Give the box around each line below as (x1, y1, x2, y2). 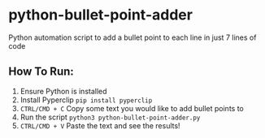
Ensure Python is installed (20, 86, 107, 96)
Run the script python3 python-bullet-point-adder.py (20, 112, 201, 122)
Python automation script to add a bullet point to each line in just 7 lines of (8, 32, 257, 42)
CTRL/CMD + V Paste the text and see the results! (20, 120, 180, 131)
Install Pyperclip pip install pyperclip (20, 95, 153, 105)
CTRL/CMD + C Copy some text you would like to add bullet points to (20, 103, 244, 113)
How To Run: (8, 65, 75, 79)
